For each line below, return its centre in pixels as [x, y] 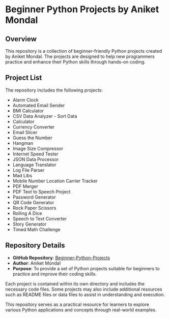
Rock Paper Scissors [34, 208]
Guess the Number [32, 138]
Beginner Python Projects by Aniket [82, 9]
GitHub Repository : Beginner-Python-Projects [61, 258]
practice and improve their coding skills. [54, 274]
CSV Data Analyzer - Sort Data [45, 116]
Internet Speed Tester [35, 154]
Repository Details [35, 246]
